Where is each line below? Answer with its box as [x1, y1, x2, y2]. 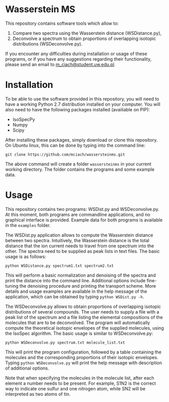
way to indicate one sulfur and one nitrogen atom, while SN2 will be [5, 385, 146, 391]
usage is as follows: [5, 253, 46, 259]
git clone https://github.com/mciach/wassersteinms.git [5, 152, 125, 157]
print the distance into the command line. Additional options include [5, 277, 146, 284]
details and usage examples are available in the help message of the [5, 288, 147, 294]
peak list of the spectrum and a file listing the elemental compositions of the [5, 314, 163, 320]
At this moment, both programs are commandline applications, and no [5, 211, 150, 217]
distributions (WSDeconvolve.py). [12, 40, 83, 47]
